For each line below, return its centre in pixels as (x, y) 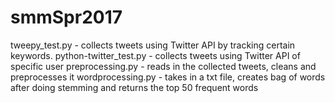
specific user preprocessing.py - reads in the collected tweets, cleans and (163, 66)
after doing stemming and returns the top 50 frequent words (134, 87)
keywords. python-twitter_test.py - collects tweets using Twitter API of (155, 55)
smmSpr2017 (66, 17)
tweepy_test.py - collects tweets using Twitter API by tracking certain (153, 45)
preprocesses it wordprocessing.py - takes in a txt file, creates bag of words (168, 77)
